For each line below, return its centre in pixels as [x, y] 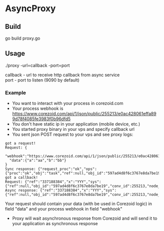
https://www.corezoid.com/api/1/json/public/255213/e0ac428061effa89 [84, 114]
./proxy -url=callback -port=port [37, 65]
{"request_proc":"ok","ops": [67, 169]
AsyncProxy [31, 9]
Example [16, 92]
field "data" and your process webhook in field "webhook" [64, 209]
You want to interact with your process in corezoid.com [68, 104]
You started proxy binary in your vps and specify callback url [73, 129]
